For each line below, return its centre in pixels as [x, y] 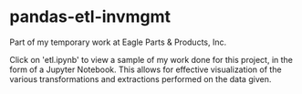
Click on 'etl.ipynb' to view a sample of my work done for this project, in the [151, 59]
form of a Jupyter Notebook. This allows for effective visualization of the [146, 69]
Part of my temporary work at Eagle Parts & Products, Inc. [118, 42]
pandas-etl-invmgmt [90, 17]
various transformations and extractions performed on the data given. [141, 78]
